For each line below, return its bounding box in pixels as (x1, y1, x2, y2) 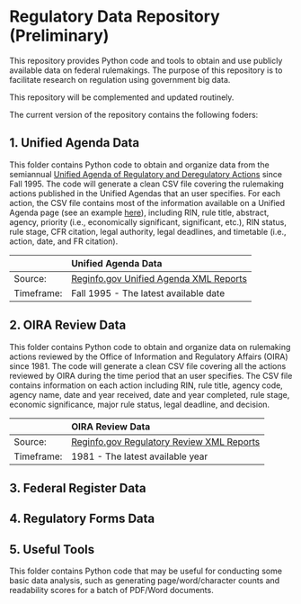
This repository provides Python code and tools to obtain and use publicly (9, 55, 283, 66)
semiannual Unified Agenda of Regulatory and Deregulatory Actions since (9, 168, 283, 179)
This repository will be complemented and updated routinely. (9, 92, 235, 103)
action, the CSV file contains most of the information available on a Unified (9, 197, 286, 208)
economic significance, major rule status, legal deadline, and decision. (9, 399, 270, 410)
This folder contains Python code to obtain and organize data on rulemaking (9, 341, 291, 352)
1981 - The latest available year (71, 450, 208, 463)
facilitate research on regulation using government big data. (9, 74, 231, 85)
